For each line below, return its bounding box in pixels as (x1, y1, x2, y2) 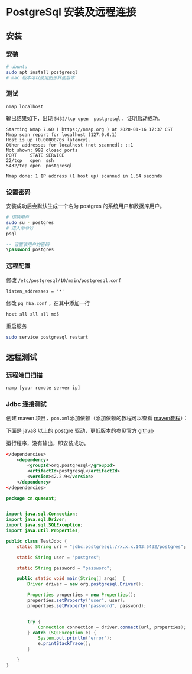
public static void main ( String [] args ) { (17, 576, 126, 582)
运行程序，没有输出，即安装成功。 (6, 440, 89, 447)
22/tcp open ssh (6, 157, 54, 163)
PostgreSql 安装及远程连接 (6, 5, 137, 19)
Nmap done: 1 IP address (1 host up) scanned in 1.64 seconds (6, 173, 162, 179)
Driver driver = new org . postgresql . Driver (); (27, 581, 144, 587)
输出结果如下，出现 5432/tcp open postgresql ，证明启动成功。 (6, 115, 164, 122)
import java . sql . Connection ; (6, 511, 78, 517)
